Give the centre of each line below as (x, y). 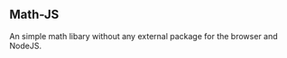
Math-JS (34, 15)
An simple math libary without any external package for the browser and (143, 36)
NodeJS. (26, 46)
